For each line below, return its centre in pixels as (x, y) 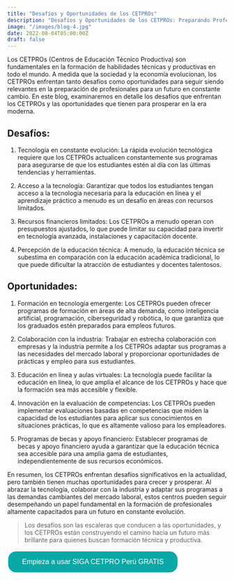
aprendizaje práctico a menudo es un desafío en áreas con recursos (115, 200)
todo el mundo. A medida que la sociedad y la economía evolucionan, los (112, 75)
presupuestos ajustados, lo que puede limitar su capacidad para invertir (120, 229)
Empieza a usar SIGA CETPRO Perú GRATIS (93, 561)
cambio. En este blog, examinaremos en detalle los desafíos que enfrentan (114, 97)
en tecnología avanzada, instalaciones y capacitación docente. (108, 236)
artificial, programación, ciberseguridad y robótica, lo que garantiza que (120, 318)
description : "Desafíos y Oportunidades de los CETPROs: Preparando (109, 20)
